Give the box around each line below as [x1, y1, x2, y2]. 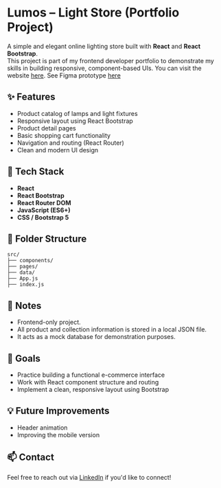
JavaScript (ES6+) [16, 206, 71, 214]
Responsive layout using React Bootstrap [16, 117, 134, 125]
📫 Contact [7, 452, 55, 463]
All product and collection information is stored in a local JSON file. [16, 325, 207, 334]
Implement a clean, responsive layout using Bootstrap [16, 386, 170, 393]
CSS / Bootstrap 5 [16, 213, 69, 221]
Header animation [16, 423, 68, 432]
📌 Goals [7, 352, 41, 364]
